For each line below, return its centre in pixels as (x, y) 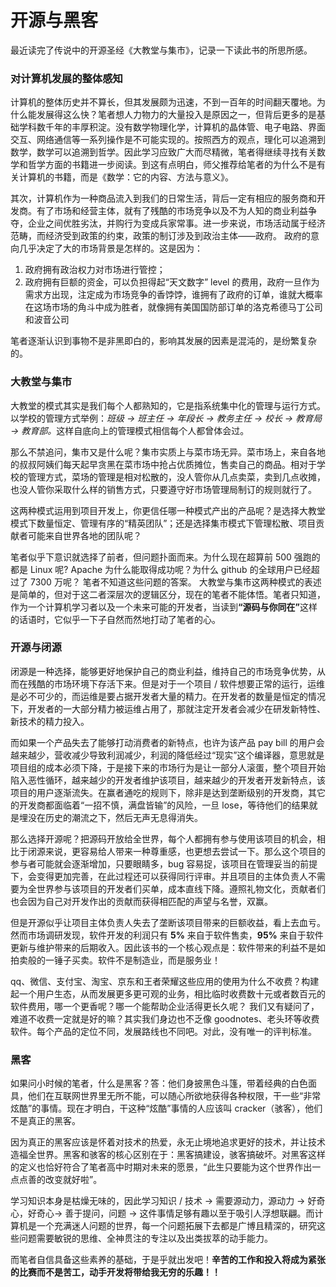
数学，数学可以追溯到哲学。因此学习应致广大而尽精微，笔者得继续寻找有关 (163, 152)
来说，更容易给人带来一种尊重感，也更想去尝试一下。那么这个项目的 (185, 851)
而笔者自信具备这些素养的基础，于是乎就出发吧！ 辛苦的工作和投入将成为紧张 (168, 1260)
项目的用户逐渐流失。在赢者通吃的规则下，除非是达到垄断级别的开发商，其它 (168, 792)
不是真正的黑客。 (45, 1121)
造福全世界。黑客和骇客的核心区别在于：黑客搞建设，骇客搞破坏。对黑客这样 (168, 1155)
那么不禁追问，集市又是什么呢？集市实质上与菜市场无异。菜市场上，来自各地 (168, 452)
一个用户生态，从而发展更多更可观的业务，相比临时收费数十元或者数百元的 (172, 993)
